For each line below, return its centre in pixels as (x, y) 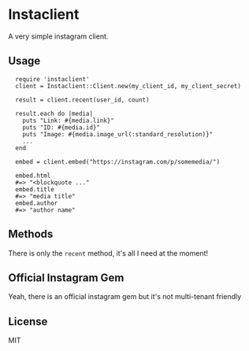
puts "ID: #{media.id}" (61, 127)
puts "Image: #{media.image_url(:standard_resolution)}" (118, 134)
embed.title (35, 189)
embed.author (37, 203)
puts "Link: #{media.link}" (68, 120)
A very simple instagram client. (58, 36)
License (28, 321)
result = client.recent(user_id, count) (82, 100)
